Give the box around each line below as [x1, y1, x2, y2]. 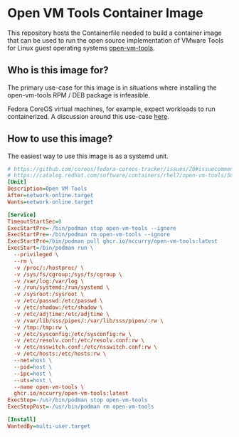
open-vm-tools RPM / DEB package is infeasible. [7, 90, 151, 99]
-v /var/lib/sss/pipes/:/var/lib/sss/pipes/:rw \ [14, 317, 164, 325]
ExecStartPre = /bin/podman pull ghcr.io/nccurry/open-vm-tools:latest [7, 238, 218, 245]
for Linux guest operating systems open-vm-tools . [7, 43, 155, 52]
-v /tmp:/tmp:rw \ [14, 324, 69, 331]
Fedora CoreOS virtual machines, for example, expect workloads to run [7, 105, 216, 113]
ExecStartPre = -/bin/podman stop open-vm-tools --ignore [7, 224, 176, 232]
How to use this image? [7, 133, 113, 145]
